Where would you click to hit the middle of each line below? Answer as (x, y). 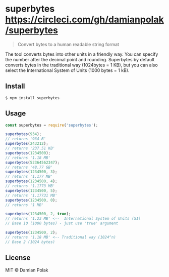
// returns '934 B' (26, 139)
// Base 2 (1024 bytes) (30, 242)
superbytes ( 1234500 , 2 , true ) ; (38, 214)
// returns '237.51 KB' (30, 148)
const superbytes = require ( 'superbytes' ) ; (52, 125)
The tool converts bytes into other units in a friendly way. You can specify (82, 54)
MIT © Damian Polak (27, 270)
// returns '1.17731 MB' (31, 195)
